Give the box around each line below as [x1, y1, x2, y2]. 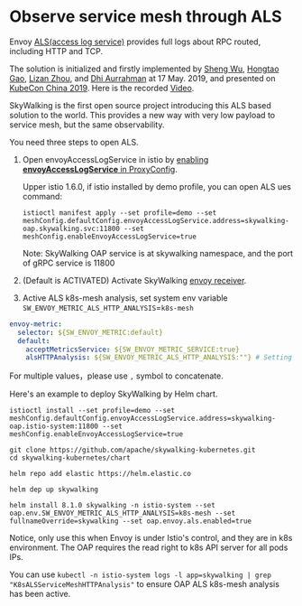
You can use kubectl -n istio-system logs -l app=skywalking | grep [9, 569, 272, 580]
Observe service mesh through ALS [9, 6, 282, 27]
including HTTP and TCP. [9, 45, 104, 56]
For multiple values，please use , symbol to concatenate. [9, 370, 224, 381]
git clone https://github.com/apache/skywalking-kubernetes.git [9, 445, 256, 455]
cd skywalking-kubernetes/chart [9, 453, 131, 462]
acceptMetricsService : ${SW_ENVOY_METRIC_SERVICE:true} [25, 345, 241, 354]
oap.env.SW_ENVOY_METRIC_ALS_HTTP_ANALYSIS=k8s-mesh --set [9, 508, 236, 518]
